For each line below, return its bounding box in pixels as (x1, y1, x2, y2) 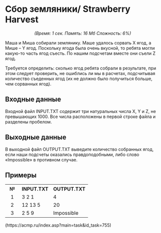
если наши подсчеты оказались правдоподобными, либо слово (5, 152, 139, 157)
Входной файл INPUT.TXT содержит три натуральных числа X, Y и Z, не (5, 108, 156, 114)
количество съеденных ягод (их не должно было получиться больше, (5, 76, 153, 81)
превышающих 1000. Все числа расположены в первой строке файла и (5, 114, 156, 119)
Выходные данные (5, 133, 66, 142)
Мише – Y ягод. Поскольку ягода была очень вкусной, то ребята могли (5, 45, 155, 51)
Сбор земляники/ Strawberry (5, 3, 130, 15)
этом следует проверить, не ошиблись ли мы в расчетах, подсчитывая (5, 70, 156, 76)
